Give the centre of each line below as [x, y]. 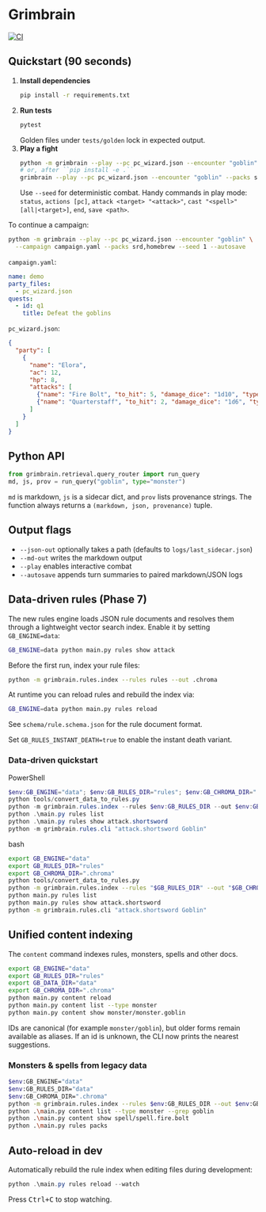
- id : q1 [30, 306]
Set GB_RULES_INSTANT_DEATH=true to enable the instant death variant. [120, 740]
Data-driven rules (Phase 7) [78, 600]
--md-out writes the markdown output [81, 557]
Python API [36, 456]
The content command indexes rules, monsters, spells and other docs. [123, 954]
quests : [21, 299]
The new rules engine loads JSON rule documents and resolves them [122, 618]
